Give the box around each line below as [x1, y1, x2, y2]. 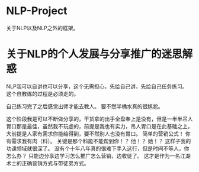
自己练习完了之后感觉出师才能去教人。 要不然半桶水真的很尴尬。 [6, 102, 163, 110]
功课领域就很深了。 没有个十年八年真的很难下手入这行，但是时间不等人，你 [6, 145, 190, 152]
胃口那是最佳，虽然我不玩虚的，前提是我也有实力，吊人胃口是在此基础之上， [6, 122, 193, 129]
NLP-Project [6, 4, 68, 18]
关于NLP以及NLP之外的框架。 [6, 24, 79, 31]
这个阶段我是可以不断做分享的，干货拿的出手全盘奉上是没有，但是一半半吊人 [6, 115, 193, 122]
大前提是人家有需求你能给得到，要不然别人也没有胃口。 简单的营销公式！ [6, 130, 184, 137]
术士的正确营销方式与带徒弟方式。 [6, 160, 89, 167]
